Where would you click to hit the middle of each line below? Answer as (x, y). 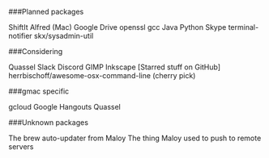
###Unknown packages (49, 123)
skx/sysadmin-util (64, 36)
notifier (20, 36)
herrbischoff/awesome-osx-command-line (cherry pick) (102, 75)
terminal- (243, 27)
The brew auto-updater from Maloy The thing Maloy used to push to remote (135, 138)
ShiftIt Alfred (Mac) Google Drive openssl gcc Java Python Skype (117, 27)
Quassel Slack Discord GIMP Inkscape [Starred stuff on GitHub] (115, 67)
